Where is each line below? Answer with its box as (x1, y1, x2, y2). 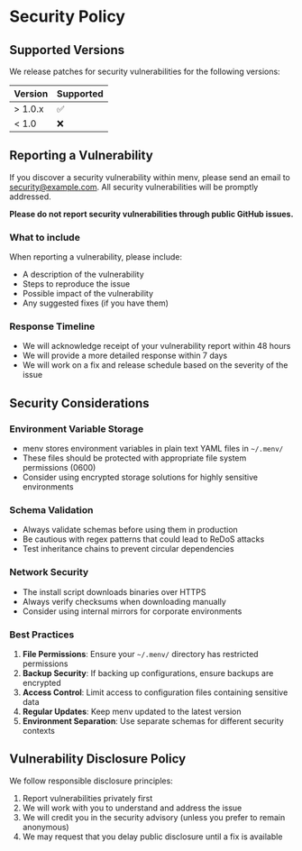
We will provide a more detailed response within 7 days (22, 350, 228, 361)
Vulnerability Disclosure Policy (9, 751, 187, 767)
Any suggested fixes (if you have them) (22, 297, 169, 308)
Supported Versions (9, 42, 124, 58)
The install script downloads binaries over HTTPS (22, 586, 206, 597)
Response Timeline (9, 320, 96, 333)
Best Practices (9, 628, 75, 641)
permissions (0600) (22, 462, 96, 473)
